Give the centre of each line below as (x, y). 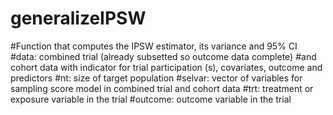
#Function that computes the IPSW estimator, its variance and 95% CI (154, 46)
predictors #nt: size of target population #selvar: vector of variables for (156, 78)
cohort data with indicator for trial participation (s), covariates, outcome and (166, 67)
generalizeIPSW (78, 18)
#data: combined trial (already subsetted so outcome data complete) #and (163, 56)
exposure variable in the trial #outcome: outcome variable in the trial (151, 99)
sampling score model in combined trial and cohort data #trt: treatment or (162, 88)
